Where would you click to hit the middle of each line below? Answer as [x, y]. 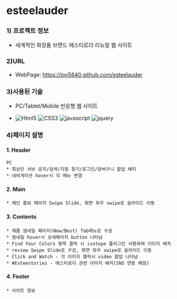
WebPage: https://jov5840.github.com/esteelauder [79, 74]
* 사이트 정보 [21, 290]
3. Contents [21, 216]
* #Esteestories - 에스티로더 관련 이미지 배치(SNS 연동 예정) [78, 263]
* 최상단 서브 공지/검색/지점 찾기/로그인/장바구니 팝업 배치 [71, 169]
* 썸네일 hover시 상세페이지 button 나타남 [54, 237]
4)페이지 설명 [25, 135]
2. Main [16, 189]
